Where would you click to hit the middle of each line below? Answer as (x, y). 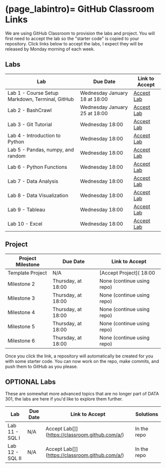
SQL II (15, 459)
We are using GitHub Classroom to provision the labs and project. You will (80, 33)
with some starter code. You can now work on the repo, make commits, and (82, 361)
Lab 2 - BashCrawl (30, 110)
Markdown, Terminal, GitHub (41, 99)
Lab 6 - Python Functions (38, 167)
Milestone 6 (21, 341)
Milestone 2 (21, 284)
